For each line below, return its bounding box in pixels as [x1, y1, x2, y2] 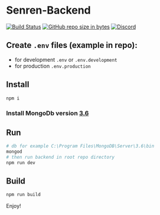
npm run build [6, 192, 41, 198]
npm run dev [6, 159, 35, 166]
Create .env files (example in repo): [6, 40, 138, 50]
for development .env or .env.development [14, 56, 117, 63]
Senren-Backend [6, 4, 92, 17]
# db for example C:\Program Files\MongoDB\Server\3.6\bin [6, 143, 155, 149]
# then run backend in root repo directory [6, 154, 115, 160]
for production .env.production [14, 62, 91, 69]
